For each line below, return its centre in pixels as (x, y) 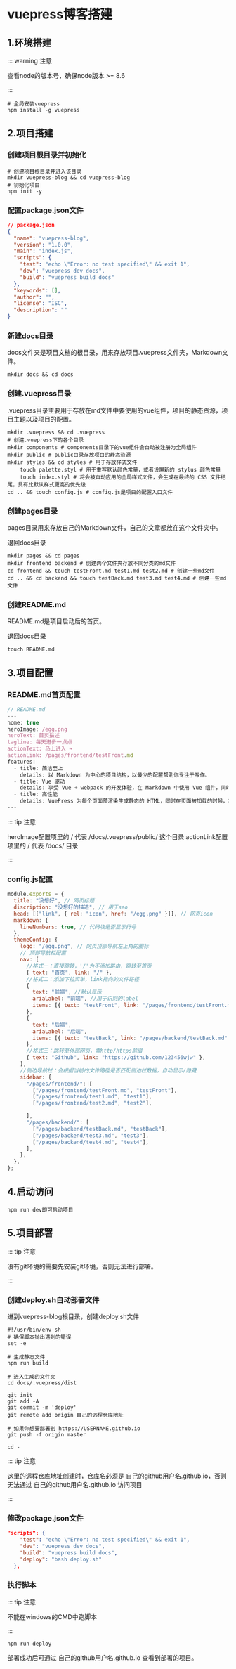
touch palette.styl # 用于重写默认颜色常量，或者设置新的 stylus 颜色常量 (120, 469)
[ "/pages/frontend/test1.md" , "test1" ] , (92, 1097)
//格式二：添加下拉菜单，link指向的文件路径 (82, 979)
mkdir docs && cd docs (40, 375)
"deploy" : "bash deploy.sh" (61, 1559)
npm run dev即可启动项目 (40, 1209)
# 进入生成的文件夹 (32, 1377)
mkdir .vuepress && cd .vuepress (56, 432)
